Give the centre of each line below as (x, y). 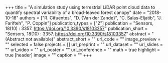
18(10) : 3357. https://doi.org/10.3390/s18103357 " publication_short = (76, 28)
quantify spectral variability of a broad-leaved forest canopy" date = (76, 12)
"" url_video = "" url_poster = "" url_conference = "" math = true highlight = (83, 50)
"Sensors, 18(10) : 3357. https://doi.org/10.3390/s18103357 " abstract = (78, 34)
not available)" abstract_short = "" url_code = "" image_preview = (93, 39)
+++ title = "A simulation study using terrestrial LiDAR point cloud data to (80, 7)
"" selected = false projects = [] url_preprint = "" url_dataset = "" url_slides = (84, 44)
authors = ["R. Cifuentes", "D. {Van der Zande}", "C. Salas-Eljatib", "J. (91, 18)
